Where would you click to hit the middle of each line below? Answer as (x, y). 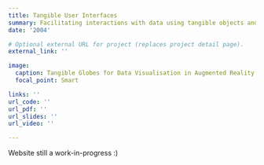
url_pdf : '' (27, 109)
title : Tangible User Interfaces (63, 15)
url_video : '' (31, 124)
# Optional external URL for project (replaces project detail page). (126, 44)
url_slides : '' (33, 116)
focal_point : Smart (47, 80)
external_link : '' (38, 52)
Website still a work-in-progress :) (63, 153)
